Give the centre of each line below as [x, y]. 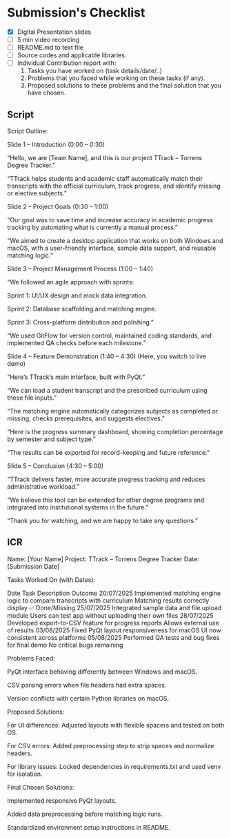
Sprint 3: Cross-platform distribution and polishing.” [80, 322]
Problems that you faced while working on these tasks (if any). [116, 78]
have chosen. [47, 93]
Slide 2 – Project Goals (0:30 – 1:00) [58, 207]
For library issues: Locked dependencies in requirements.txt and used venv [114, 766]
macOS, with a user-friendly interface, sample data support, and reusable [112, 248]
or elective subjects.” [37, 193]
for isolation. [25, 774]
